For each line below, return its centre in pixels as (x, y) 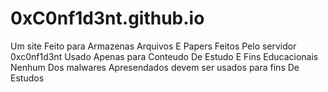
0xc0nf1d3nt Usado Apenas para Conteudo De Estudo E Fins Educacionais (164, 56)
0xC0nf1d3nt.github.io (107, 18)
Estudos (27, 78)
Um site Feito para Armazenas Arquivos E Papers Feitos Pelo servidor (153, 46)
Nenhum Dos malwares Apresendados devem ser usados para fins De (155, 67)
